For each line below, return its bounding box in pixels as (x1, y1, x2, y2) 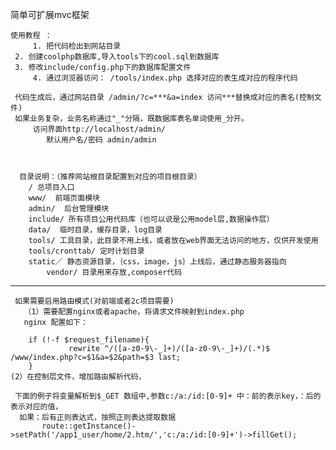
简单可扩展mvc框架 (10, 9, 90, 20)
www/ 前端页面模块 (28, 193, 100, 203)
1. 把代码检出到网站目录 (32, 41, 122, 51)
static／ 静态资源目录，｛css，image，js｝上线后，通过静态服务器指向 (28, 257, 287, 267)
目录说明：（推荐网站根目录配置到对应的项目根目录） (19, 172, 202, 182)
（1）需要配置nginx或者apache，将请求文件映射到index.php (23, 307, 245, 317)
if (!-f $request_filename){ (28, 335, 150, 345)
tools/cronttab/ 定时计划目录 (28, 246, 145, 256)
